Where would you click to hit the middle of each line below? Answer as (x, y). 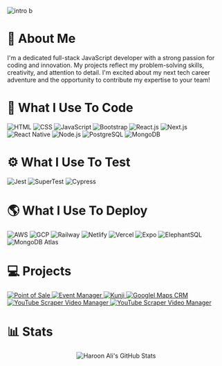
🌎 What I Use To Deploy (77, 210)
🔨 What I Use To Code (70, 108)
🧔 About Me (41, 39)
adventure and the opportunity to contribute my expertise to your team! (109, 80)
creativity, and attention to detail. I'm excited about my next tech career (109, 72)
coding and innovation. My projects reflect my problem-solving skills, (106, 65)
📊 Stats (30, 331)
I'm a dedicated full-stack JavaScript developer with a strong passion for (111, 57)
